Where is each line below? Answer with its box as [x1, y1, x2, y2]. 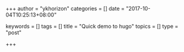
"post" [5, 29, 22, 36]
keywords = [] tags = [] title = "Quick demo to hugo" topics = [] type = [5, 23, 179, 30]
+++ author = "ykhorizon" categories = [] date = [5, 5, 125, 12]
